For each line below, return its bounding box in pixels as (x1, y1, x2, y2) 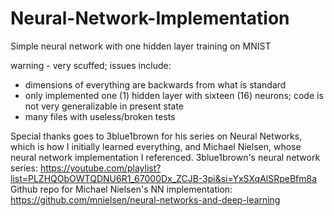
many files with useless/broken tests (24, 110, 176, 122)
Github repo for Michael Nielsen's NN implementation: (10, 183, 233, 195)
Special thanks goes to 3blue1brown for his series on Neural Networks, (10, 130, 303, 142)
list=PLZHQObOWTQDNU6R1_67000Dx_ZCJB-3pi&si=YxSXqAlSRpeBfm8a (10, 172, 318, 184)
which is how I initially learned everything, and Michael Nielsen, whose (10, 140, 302, 152)
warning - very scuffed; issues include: (10, 59, 172, 71)
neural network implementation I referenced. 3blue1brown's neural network (10, 151, 321, 163)
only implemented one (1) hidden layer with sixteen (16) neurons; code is (24, 89, 324, 101)
